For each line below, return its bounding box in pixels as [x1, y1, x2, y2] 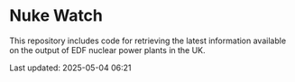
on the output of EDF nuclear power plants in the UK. [9, 44, 206, 55]
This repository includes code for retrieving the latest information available [9, 35, 287, 46]
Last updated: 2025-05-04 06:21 [9, 62, 132, 73]
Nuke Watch [9, 5, 104, 26]
